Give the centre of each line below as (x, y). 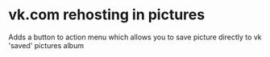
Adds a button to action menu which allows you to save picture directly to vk (135, 37)
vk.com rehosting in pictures (107, 15)
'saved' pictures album (46, 45)
